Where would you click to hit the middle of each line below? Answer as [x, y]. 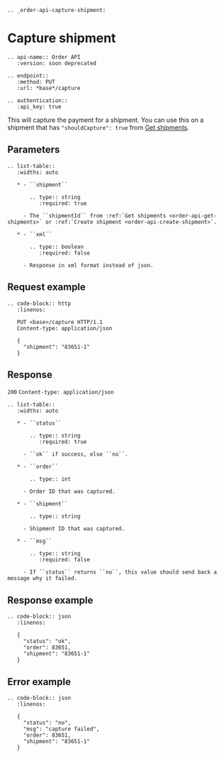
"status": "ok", [47, 642]
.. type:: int [50, 479]
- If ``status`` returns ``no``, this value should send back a [120, 572]
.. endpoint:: [28, 76]
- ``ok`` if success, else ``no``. [76, 455]
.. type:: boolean [56, 247]
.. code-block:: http [39, 303]
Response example [50, 600]
